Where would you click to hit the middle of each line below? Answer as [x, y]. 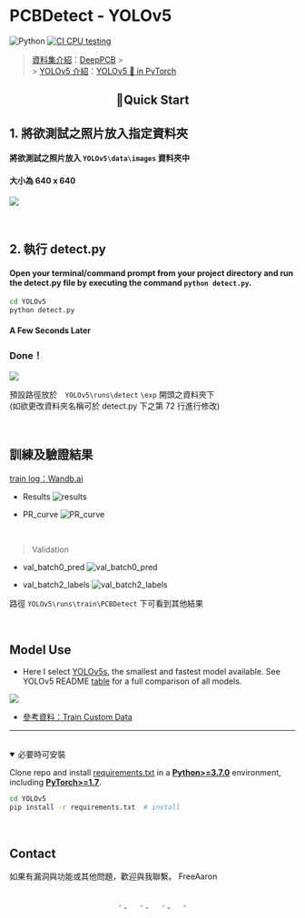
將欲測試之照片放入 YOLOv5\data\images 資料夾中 [100, 158]
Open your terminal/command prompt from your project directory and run [152, 272]
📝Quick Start [152, 100]
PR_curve [40, 514]
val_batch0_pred [54, 567]
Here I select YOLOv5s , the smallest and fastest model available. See [152, 672]
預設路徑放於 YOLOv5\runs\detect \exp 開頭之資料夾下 [112, 394]
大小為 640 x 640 [43, 180]
